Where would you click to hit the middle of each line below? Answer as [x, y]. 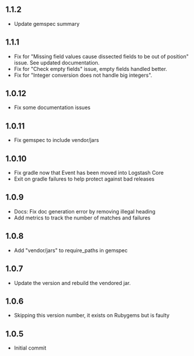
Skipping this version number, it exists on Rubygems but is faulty [92, 316]
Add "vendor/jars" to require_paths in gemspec [71, 250]
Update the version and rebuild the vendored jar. [72, 283]
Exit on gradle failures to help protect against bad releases [84, 179]
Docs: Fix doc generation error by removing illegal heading [85, 211]
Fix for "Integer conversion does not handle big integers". [83, 75]
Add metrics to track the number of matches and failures [82, 218]
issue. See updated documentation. [57, 62]
